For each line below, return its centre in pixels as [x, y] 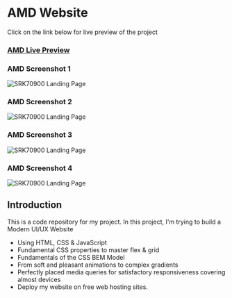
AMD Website [48, 13]
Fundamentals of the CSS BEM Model [71, 257]
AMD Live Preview [39, 50]
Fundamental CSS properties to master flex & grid [88, 250]
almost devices [39, 279]
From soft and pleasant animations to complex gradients [98, 265]
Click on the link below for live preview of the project [83, 32]
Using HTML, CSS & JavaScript [62, 242]
